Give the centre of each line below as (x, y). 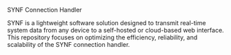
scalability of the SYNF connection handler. (69, 44)
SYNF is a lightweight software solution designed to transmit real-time (107, 23)
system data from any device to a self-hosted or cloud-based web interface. (115, 30)
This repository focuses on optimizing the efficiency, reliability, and (102, 37)
